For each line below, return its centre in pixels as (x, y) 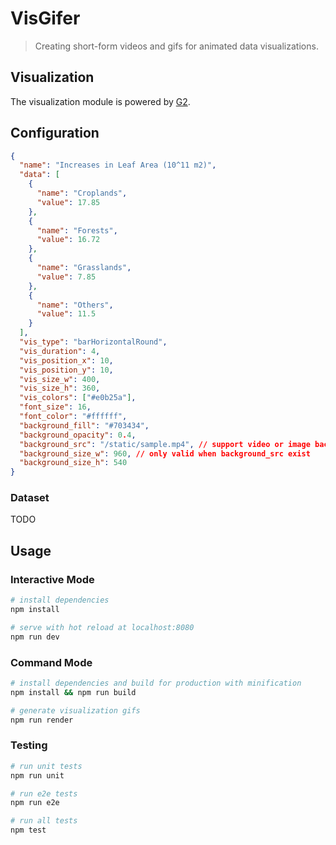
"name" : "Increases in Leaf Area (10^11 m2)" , (118, 165)
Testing (29, 745)
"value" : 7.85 (66, 277)
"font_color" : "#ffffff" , (73, 417)
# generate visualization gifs (75, 710)
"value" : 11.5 (66, 314)
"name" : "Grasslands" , (84, 268)
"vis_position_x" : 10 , (66, 360)
